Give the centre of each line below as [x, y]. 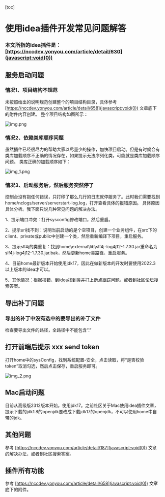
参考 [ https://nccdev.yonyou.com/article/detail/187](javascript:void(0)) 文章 [81, 447]
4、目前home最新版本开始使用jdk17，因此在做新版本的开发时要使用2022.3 [81, 264]
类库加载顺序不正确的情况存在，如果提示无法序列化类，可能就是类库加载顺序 [82, 156]
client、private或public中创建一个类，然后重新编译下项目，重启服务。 [75, 236]
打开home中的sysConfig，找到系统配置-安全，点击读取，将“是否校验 [75, 360]
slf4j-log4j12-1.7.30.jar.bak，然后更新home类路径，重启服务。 [67, 253]
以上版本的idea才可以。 [29, 269]
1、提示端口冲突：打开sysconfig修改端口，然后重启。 [59, 220]
